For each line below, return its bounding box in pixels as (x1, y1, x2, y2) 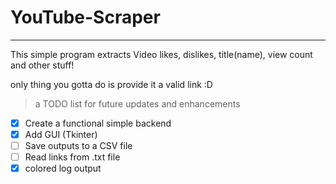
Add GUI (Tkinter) (24, 129, 98, 140)
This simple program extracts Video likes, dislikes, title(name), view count (10, 48, 313, 60)
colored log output (24, 162, 102, 175)
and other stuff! (10, 59, 75, 71)
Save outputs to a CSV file (24, 140, 133, 152)
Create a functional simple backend (24, 117, 172, 129)
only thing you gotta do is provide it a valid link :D (10, 78, 213, 90)
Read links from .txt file (24, 151, 121, 163)
